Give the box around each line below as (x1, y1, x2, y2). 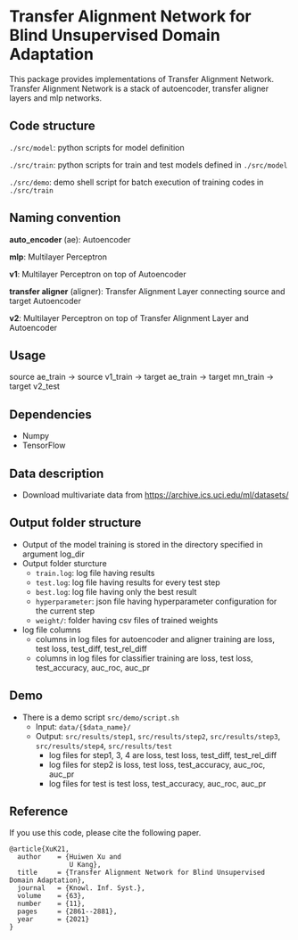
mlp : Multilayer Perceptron (9, 251, 107, 262)
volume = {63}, (17, 892, 87, 901)
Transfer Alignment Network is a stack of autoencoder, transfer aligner (9, 83, 269, 94)
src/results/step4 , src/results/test (35, 740, 172, 751)
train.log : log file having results (35, 567, 155, 578)
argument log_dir (21, 548, 85, 559)
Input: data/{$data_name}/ (35, 721, 131, 732)
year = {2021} (17, 915, 90, 924)
